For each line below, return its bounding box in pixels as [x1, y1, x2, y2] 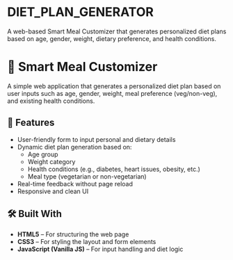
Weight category [27, 157, 76, 165]
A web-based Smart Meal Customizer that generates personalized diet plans [7, 27, 227, 35]
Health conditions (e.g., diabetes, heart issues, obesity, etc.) [27, 165, 200, 173]
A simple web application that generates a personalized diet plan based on [7, 81, 221, 90]
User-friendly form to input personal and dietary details [17, 135, 176, 143]
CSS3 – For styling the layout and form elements [17, 237, 156, 245]
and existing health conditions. [7, 97, 95, 105]
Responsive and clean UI [17, 187, 89, 195]
